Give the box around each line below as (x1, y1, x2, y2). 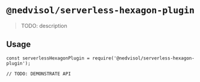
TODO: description (20, 22, 68, 29)
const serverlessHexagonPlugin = (6, 55, 90, 61)
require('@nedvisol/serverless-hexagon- (92, 55, 195, 61)
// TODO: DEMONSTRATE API (6, 71, 71, 77)
